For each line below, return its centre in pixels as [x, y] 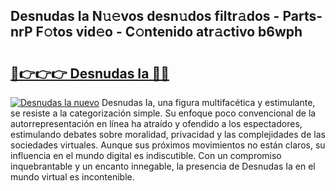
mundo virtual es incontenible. [72, 177]
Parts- [302, 16]
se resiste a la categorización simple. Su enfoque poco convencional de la [163, 113]
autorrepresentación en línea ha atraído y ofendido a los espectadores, [156, 123]
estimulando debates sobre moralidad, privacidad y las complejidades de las [168, 134]
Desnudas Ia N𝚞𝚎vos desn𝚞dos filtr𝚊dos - [145, 16]
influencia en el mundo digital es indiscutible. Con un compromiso [146, 155]
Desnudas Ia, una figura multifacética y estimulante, [208, 102]
